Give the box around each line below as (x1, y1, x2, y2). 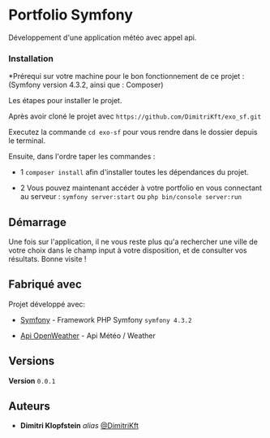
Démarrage (8, 215, 66, 229)
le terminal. (8, 136, 46, 145)
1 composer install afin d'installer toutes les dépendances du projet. (19, 167, 249, 177)
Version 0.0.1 (8, 375, 56, 385)
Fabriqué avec (8, 278, 83, 292)
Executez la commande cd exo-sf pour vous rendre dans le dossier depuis (8, 128, 258, 137)
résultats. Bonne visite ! (8, 254, 87, 264)
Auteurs (8, 400, 51, 414)
